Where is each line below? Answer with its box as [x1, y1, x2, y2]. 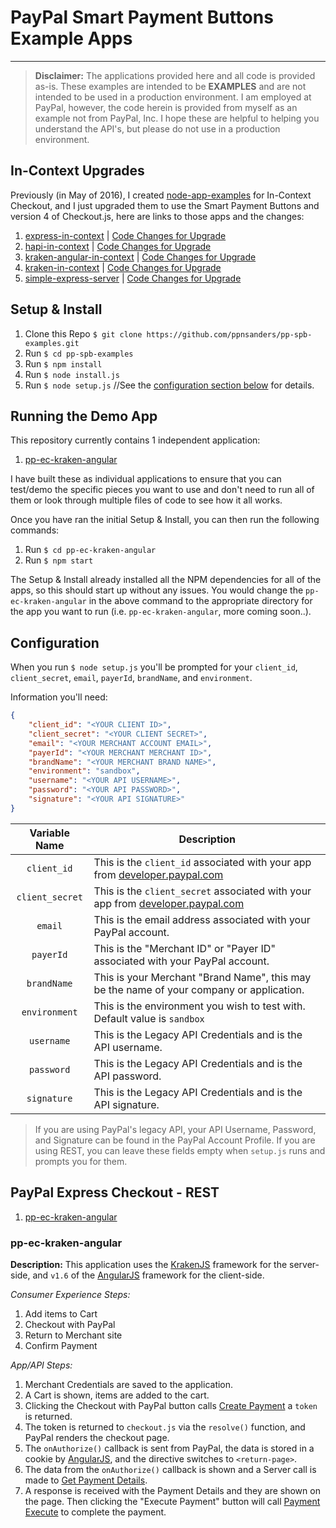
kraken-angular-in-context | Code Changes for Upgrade [24, 251, 257, 263]
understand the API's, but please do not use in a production [34, 122, 281, 135]
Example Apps [10, 27, 133, 50]
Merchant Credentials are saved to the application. [24, 1378, 234, 1390]
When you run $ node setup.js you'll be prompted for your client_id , [10, 661, 298, 673]
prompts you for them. [34, 1155, 128, 1167]
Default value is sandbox [93, 1011, 205, 1025]
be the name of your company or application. [93, 982, 305, 996]
